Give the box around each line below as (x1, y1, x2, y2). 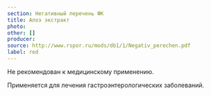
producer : (7, 36, 36, 43)
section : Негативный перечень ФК (7, 10, 104, 17)
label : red (7, 49, 39, 56)
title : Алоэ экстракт (7, 17, 70, 23)
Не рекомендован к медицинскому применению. (7, 67, 154, 76)
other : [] (7, 29, 36, 37)
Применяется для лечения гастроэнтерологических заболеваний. (7, 81, 205, 89)
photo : (7, 23, 26, 30)
